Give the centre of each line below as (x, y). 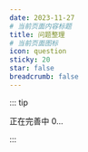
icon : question (38, 52)
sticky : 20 (30, 60)
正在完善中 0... (36, 121)
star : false (32, 69)
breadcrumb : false (44, 77)
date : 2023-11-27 (42, 18)
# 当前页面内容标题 (41, 26)
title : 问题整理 (37, 34)
